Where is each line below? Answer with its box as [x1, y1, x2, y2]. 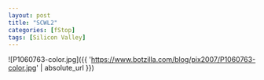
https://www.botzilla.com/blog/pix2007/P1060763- [90, 55, 256, 64]
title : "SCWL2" [8, 19, 58, 27]
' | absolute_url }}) [36, 64, 94, 73]
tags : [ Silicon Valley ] [8, 33, 86, 42]
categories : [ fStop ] [8, 26, 76, 34]
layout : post [8, 11, 51, 20]
